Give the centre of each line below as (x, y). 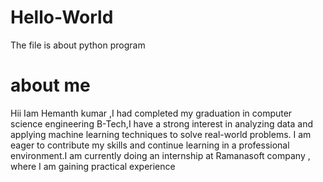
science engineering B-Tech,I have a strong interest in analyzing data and (162, 123)
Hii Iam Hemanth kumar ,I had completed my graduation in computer (151, 113)
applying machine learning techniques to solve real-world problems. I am (161, 134)
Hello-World (62, 17)
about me (50, 85)
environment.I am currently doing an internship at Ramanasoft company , (160, 155)
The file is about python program (78, 45)
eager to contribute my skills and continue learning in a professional (150, 145)
